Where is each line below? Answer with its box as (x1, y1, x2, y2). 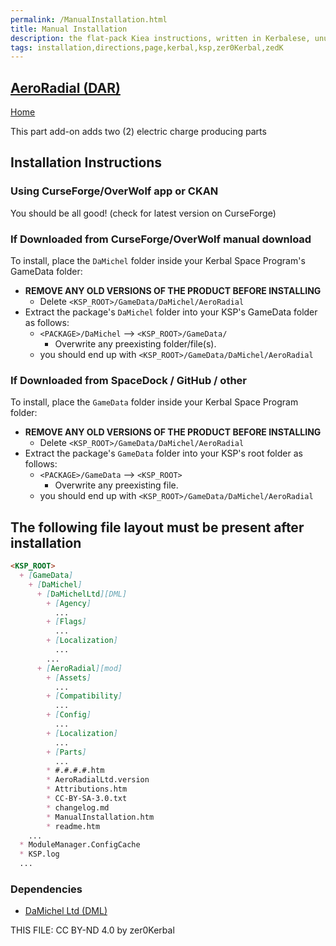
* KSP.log (19, 849, 60, 860)
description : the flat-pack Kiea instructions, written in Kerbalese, (10, 33, 311, 43)
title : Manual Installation (10, 24, 128, 34)
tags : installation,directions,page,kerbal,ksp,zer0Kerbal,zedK (10, 42, 284, 53)
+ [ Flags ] (46, 617, 87, 627)
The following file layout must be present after (10, 519, 305, 536)
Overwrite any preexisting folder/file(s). (54, 338, 217, 350)
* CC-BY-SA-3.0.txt (46, 794, 128, 804)
